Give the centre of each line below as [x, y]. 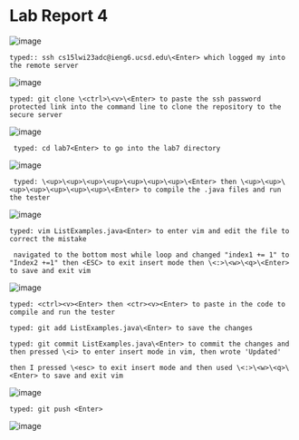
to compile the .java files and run [212, 190]
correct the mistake [48, 239]
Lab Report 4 [59, 16]
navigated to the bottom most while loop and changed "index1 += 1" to [151, 255]
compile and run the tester [63, 312]
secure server [36, 114]
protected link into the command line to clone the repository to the [145, 107]
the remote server [44, 65]
